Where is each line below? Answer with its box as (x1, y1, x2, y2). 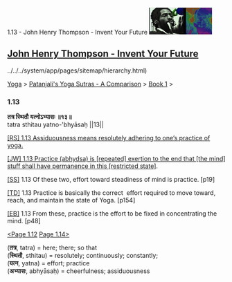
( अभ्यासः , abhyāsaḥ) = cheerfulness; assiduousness (7, 267, 150, 275)
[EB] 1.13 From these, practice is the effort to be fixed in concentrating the (7, 209, 217, 218)
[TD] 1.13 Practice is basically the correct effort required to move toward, (7, 189, 216, 197)
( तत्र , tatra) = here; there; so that (7, 243, 98, 252)
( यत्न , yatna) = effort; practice (7, 259, 90, 267)
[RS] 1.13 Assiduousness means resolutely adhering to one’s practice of (7, 134, 211, 142)
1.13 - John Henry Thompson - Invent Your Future (7, 28, 148, 36)
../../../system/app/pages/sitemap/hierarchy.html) (7, 66, 148, 75)
